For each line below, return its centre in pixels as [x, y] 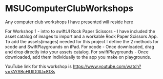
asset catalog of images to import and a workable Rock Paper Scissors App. [81, 36]
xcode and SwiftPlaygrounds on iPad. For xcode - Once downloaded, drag [80, 47]
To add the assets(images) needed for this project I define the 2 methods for [82, 41]
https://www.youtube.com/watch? [107, 66]
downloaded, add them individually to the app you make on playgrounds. [78, 57]
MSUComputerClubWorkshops [69, 8]
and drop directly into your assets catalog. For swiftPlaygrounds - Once [77, 52]
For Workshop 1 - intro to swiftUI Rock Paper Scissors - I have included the [80, 31]
